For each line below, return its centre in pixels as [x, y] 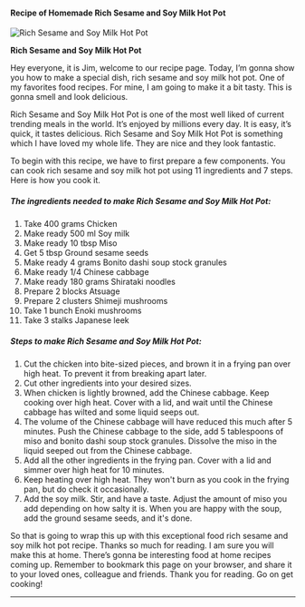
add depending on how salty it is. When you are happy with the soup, [152, 509]
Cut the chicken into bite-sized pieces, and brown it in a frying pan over [157, 364]
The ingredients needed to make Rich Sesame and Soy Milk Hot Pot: [141, 201]
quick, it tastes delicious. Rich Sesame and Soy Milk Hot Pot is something [147, 134]
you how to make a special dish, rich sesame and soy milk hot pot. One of [148, 78]
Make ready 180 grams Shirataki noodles [99, 282]
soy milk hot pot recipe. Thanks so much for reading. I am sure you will [142, 545]
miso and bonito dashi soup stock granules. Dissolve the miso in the [150, 441]
